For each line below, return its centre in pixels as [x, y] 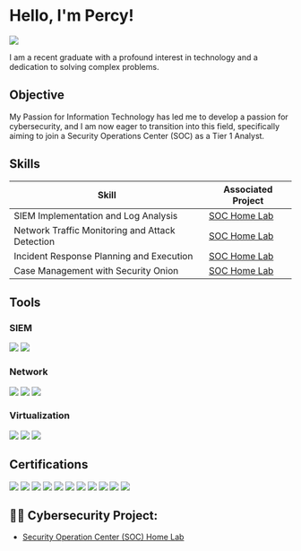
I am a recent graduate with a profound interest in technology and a [133, 57]
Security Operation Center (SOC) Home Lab [103, 537]
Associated [248, 189]
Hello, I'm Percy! [72, 16]
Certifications [49, 464]
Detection [34, 241]
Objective [37, 95]
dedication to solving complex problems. [84, 66]
